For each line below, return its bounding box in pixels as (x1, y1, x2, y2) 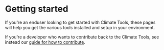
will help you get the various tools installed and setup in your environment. (5, 24, 155, 30)
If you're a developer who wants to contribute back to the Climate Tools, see (5, 34, 159, 40)
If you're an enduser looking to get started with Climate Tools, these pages (5, 19, 156, 25)
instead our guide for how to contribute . (5, 39, 86, 45)
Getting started (5, 3, 69, 15)
